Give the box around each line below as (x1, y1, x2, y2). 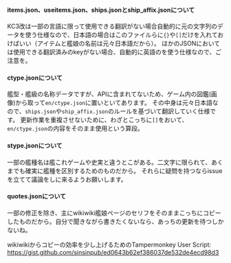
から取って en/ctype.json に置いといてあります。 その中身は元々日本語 (15, 99, 213, 107)
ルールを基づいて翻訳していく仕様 (113, 107, 210, 115)
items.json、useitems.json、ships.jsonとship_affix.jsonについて (7, 5, 195, 14)
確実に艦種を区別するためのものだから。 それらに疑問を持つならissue (25, 166, 223, 174)
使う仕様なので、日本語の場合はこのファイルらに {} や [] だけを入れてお (25, 31, 224, 39)
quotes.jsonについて (7, 192, 67, 201)
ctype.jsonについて (7, 73, 63, 82)
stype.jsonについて (7, 141, 63, 150)
